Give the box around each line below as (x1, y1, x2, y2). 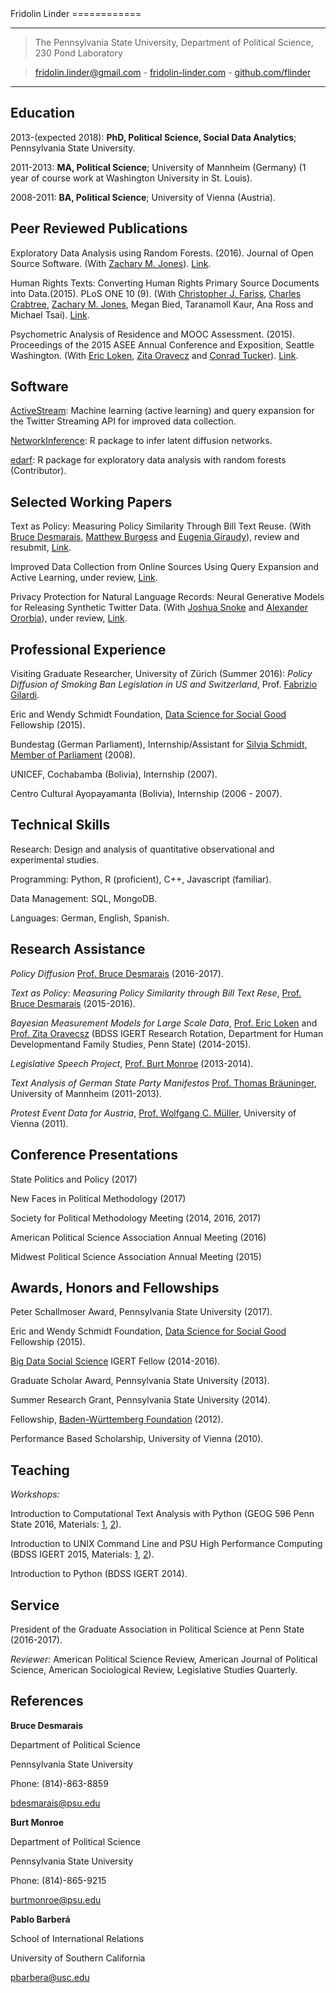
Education (10, 105, 76, 122)
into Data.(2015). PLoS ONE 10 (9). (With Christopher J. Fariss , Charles (10, 287, 302, 299)
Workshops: (10, 1488, 60, 1501)
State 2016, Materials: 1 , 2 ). (10, 1518, 122, 1531)
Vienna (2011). (10, 1117, 69, 1129)
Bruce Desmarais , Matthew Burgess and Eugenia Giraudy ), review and (10, 531, 300, 543)
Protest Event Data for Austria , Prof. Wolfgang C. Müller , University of (10, 1107, 297, 1119)
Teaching (10, 1462, 70, 1479)
